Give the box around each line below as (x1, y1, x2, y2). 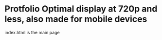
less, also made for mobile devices (4, 13, 147, 25)
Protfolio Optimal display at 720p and (4, 3, 158, 14)
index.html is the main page (4, 29, 60, 35)
